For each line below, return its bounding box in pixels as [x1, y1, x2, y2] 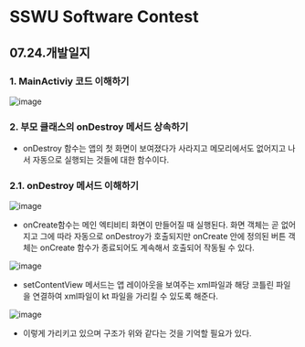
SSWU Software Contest [9, 6, 199, 27]
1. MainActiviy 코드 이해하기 [9, 75, 130, 88]
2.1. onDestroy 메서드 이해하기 [9, 180, 140, 193]
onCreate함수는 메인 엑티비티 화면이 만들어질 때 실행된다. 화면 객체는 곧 [22, 219, 279, 230]
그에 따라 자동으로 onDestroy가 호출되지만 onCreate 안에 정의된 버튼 [39, 231, 287, 242]
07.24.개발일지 [9, 45, 91, 60]
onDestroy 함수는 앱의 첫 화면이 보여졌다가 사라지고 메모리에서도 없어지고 [22, 143, 286, 154]
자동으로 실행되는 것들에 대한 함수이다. [32, 154, 170, 165]
